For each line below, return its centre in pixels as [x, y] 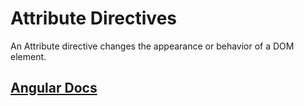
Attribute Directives [93, 18]
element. [28, 56]
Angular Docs [54, 88]
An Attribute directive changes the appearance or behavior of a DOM [152, 46]
